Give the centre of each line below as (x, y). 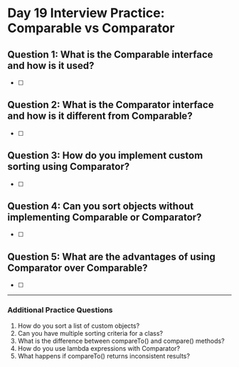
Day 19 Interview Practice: (86, 13)
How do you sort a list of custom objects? (79, 326)
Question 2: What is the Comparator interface (111, 105)
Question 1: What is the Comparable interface (110, 54)
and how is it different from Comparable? (100, 116)
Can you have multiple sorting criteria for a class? (90, 333)
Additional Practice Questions (60, 310)
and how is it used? (51, 65)
